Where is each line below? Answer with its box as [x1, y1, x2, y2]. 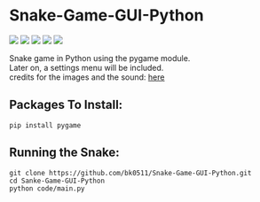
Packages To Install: [9, 97, 123, 113]
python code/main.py [9, 183, 86, 193]
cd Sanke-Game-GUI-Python [9, 176, 105, 185]
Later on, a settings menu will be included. [9, 62, 164, 73]
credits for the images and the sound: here [9, 72, 165, 82]
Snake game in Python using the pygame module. [9, 52, 191, 63]
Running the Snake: [9, 145, 120, 160]
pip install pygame [9, 120, 82, 129]
